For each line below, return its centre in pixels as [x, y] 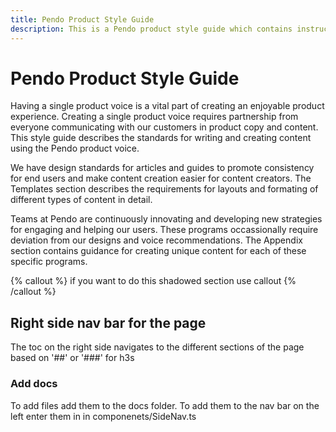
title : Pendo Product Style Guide [82, 19]
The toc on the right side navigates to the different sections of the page [157, 347]
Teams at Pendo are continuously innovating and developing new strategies [166, 219]
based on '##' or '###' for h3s [72, 358]
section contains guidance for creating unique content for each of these [158, 251]
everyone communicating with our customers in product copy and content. [164, 127]
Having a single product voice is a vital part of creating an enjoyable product [167, 106]
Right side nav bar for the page [108, 322]
